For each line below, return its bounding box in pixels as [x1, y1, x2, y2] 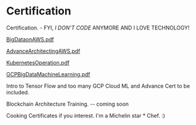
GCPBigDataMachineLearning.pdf [6, 70, 90, 78]
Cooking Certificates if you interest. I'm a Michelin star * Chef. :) [6, 112, 166, 119]
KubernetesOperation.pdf [6, 59, 70, 66]
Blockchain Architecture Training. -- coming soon [6, 100, 129, 108]
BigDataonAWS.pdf [6, 35, 54, 43]
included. [6, 88, 30, 96]
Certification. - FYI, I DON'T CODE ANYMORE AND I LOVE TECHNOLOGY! [6, 24, 190, 31]
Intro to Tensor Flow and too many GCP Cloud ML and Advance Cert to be [6, 82, 190, 90]
